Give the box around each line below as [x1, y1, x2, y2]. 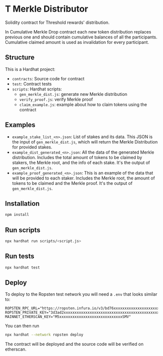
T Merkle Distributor [5, 3, 88, 15]
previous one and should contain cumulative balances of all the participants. [5, 34, 158, 40]
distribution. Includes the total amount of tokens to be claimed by [12, 154, 142, 160]
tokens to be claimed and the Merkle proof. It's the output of [12, 180, 132, 186]
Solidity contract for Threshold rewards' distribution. [5, 19, 110, 25]
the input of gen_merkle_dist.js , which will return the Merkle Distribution [12, 139, 158, 144]
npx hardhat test [5, 265, 40, 270]
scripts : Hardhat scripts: [12, 86, 62, 92]
